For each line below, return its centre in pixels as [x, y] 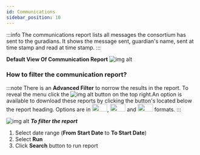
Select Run [29, 139]
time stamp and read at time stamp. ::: [54, 47]
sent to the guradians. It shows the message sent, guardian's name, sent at [100, 41]
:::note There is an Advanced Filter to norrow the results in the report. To [98, 87]
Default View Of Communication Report [57, 59]
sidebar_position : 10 [34, 17]
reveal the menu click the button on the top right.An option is [94, 94]
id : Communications [31, 12]
